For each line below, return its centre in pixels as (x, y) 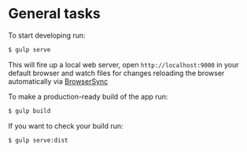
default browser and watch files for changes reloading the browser (116, 73)
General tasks (54, 14)
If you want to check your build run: (66, 125)
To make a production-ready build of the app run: (88, 96)
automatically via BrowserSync (58, 81)
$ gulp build (29, 110)
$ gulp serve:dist (38, 140)
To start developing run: (47, 35)
